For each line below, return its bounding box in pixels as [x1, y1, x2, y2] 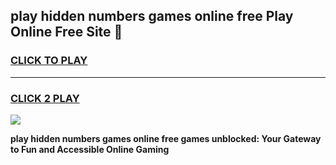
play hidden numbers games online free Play [10, 8, 294, 25]
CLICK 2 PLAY [10, 91, 80, 105]
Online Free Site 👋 [10, 24, 123, 41]
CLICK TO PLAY [10, 54, 88, 68]
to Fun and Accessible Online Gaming [10, 143, 170, 155]
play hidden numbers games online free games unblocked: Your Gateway [10, 132, 322, 144]
